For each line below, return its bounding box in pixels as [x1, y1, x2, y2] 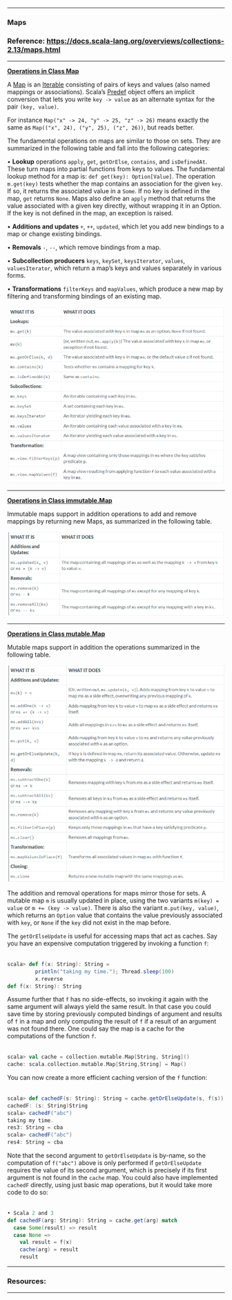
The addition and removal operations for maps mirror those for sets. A [7, 889, 206, 897]
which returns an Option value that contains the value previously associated [7, 911, 223, 919]
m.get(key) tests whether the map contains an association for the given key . [7, 179, 223, 188]
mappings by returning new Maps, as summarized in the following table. [7, 517, 213, 526]
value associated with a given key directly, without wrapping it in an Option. [7, 202, 222, 210]
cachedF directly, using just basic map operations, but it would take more [7, 1181, 213, 1188]
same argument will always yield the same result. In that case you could [7, 1002, 212, 1011]
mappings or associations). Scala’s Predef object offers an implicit [7, 88, 195, 96]
